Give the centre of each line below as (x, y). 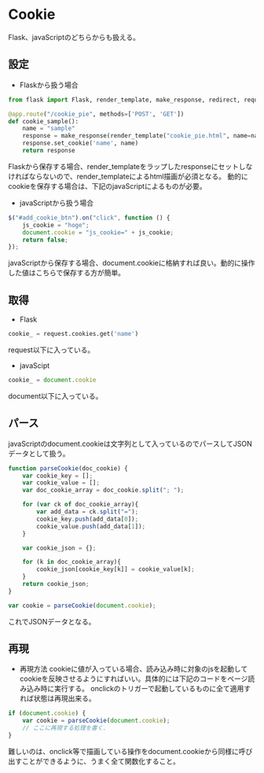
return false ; (45, 240)
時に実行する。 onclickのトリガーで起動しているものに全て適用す (146, 689)
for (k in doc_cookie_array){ (72, 562)
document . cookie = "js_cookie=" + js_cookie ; (98, 232)
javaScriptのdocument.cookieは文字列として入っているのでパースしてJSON (130, 444)
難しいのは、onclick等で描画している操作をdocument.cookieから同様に (124, 751)
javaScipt (35, 365)
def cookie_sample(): (44, 121)
